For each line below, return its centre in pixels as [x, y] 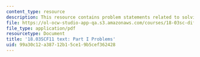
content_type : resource [36, 12]
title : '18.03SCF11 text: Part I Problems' [61, 39]
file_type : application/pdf [41, 28]
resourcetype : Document [36, 34]
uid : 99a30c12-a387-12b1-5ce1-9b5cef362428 [61, 45]
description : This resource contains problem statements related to [93, 17]
